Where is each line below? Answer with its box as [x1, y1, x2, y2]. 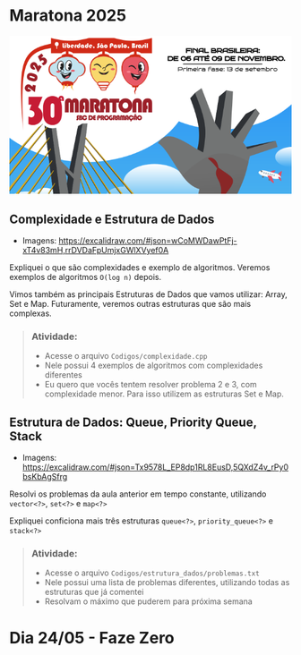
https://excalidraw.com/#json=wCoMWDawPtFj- [58, 234, 237, 246]
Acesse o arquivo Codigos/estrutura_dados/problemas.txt [44, 567, 260, 578]
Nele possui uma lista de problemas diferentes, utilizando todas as [44, 577, 290, 588]
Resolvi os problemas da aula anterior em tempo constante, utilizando [9, 489, 267, 499]
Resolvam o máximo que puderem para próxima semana [44, 596, 253, 607]
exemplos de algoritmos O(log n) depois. [9, 271, 162, 282]
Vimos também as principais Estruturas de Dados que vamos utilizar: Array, [9, 288, 288, 300]
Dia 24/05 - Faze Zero [9, 627, 175, 648]
